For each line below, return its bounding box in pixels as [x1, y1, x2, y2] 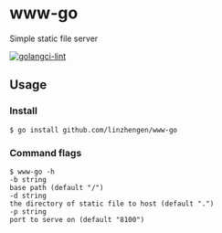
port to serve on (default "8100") [9, 215, 145, 224]
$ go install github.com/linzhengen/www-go [9, 125, 178, 134]
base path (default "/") [9, 183, 104, 192]
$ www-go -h [9, 167, 55, 176]
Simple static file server [9, 33, 99, 44]
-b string [9, 175, 48, 185]
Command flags [9, 146, 82, 159]
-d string [9, 191, 48, 200]
